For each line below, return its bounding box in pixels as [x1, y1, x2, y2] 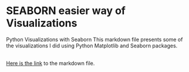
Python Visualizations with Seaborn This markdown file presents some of [6, 36, 183, 43]
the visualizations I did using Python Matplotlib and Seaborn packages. [6, 42, 178, 49]
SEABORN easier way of [6, 4, 126, 18]
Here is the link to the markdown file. [6, 60, 95, 67]
